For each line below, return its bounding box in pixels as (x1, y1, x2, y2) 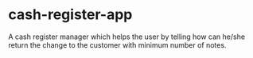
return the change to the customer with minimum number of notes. (8, 40, 227, 49)
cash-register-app (8, 6, 133, 24)
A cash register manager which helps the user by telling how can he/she (8, 32, 245, 41)
